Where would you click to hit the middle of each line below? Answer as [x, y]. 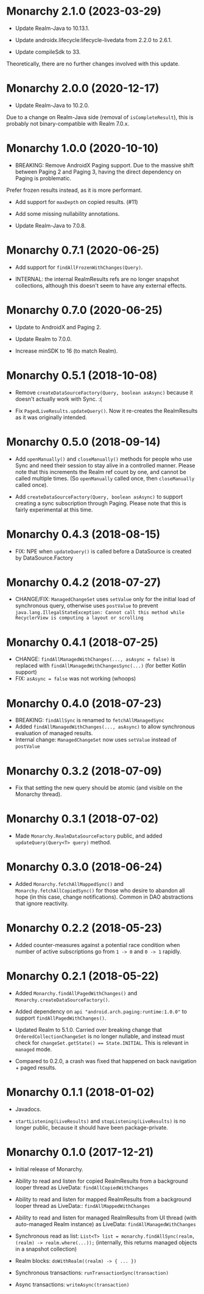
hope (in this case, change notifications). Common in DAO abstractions [104, 897]
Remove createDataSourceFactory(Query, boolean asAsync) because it [104, 392]
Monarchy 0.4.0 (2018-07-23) [84, 703]
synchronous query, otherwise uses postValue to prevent [86, 605]
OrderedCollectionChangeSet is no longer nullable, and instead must [100, 1036]
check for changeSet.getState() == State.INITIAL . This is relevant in [102, 1043]
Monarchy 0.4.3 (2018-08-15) [83, 534]
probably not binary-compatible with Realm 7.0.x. [68, 123]
